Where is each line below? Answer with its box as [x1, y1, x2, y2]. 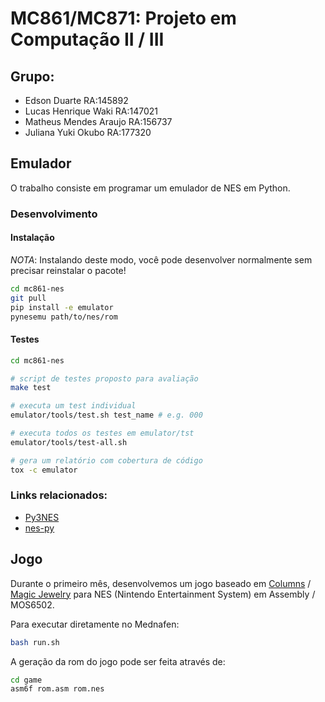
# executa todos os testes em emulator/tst [10, 428, 195, 439]
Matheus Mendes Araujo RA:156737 [24, 116, 173, 127]
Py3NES [24, 511, 60, 523]
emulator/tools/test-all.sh [10, 437, 128, 447]
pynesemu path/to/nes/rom [10, 312, 118, 322]
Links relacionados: [10, 488, 108, 502]
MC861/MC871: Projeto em [10, 7, 237, 30]
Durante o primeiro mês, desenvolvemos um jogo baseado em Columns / [10, 577, 312, 589]
